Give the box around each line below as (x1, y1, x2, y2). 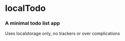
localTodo (5, 3, 46, 14)
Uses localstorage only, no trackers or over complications (5, 31, 120, 36)
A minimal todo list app (5, 20, 60, 27)
